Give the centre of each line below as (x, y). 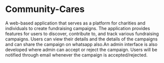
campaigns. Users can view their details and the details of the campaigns (81, 39)
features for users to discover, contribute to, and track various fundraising (82, 33)
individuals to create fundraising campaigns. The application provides (78, 28)
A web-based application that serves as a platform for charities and (75, 23)
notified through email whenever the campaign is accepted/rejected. (76, 55)
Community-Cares (45, 9)
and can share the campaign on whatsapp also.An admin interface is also (81, 44)
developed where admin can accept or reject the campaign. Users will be (81, 49)
